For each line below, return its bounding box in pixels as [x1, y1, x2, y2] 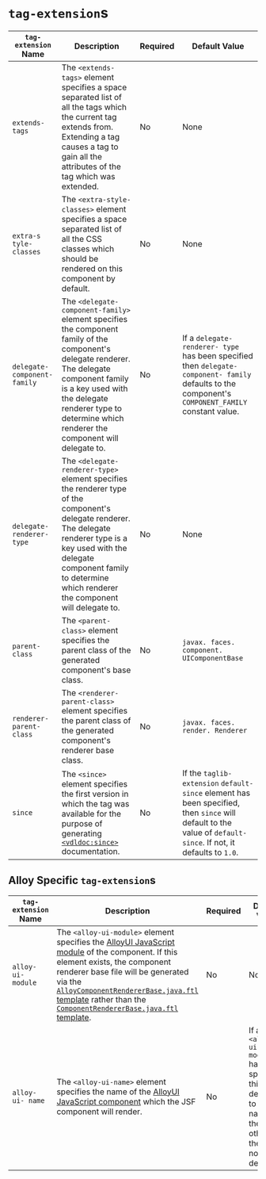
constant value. [181, 405, 240, 416]
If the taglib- [181, 767, 232, 779]
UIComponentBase [181, 653, 244, 662]
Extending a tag [61, 131, 120, 142]
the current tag [61, 111, 117, 122]
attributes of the [61, 161, 121, 172]
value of [181, 827, 213, 838]
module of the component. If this [56, 946, 178, 957]
